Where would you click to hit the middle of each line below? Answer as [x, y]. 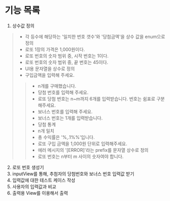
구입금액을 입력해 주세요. [50, 75]
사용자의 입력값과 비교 [34, 186]
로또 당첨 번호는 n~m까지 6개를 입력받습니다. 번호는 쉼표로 [97, 98]
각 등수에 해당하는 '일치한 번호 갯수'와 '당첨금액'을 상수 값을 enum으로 [95, 36]
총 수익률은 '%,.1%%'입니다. [66, 137]
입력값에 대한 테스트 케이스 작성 [44, 180]
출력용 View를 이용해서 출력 [40, 193]
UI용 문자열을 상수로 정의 [50, 68]
